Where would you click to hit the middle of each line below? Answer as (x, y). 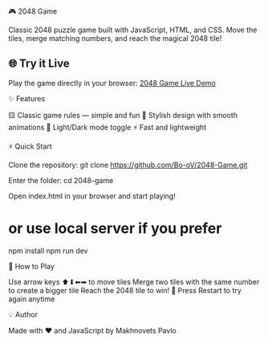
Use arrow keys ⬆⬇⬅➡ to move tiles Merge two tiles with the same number (134, 282)
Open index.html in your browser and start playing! (92, 196)
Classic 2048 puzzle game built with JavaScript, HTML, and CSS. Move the (133, 30)
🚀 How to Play (31, 266)
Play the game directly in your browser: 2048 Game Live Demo (112, 83)
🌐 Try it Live (39, 64)
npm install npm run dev (48, 251)
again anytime (32, 299)
